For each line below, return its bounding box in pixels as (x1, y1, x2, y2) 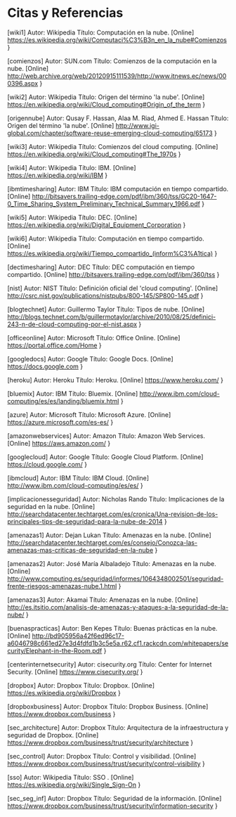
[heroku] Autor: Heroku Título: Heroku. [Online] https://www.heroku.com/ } (7, 375, 223, 384)
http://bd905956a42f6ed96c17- (32, 631, 125, 640)
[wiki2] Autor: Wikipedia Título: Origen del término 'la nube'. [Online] (7, 93, 205, 101)
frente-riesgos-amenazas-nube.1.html (7, 581, 117, 590)
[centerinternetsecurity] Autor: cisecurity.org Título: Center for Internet (7, 660, 212, 669)
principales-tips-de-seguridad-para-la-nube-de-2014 (7, 517, 163, 525)
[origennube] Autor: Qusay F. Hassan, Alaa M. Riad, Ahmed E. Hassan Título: (7, 114, 229, 122)
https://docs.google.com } (7, 362, 84, 371)
